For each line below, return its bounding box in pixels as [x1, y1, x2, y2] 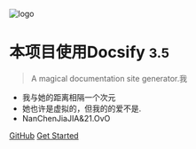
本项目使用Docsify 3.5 [9, 43, 170, 62]
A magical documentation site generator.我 [30, 73, 188, 83]
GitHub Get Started [9, 129, 79, 141]
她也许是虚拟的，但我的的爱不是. [21, 103, 142, 114]
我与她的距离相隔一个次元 [21, 91, 116, 102]
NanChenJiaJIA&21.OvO [21, 113, 111, 123]
